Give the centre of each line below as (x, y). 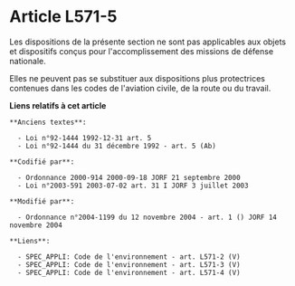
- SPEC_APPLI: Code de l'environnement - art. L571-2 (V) (129, 257)
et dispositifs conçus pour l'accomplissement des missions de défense (142, 51)
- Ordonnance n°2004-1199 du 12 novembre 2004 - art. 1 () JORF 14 (147, 217)
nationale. (28, 61)
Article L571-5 (63, 17)
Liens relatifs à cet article (58, 105)
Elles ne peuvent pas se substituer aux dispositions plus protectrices (137, 78)
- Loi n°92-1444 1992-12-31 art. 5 (85, 138)
